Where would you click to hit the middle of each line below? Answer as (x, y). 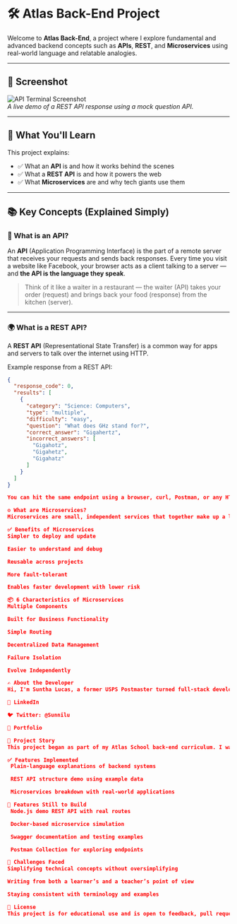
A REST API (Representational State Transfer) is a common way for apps (113, 345)
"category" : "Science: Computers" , (78, 406)
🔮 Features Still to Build (47, 805)
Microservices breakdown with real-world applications (92, 792)
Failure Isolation (34, 658)
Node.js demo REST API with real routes (71, 811)
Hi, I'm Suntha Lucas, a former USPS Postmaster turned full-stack (109, 689)
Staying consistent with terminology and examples (83, 894)
